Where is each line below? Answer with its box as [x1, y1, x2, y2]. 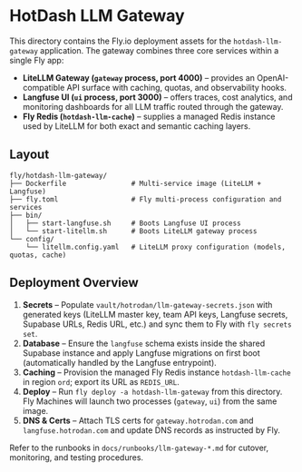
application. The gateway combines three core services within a [40, 44, 279, 55]
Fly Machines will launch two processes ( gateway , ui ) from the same [22, 396, 278, 407]
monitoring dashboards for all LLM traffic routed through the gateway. [22, 101, 284, 112]
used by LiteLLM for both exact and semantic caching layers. [22, 120, 251, 132]
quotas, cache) [9, 251, 67, 260]
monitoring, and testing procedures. [9, 451, 143, 463]
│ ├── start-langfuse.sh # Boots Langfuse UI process [9, 219, 242, 228]
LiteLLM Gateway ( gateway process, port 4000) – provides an [22, 72, 256, 83]
